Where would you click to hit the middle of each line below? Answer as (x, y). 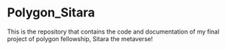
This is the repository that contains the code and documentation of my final (113, 32)
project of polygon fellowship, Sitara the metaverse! (80, 38)
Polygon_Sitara (51, 13)
